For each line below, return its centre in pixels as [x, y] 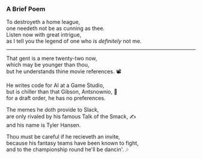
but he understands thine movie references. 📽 [64, 71]
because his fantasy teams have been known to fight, [72, 143]
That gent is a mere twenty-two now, [52, 58]
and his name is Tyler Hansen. [44, 125]
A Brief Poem [26, 9]
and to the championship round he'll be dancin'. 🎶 [68, 149]
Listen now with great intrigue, [44, 35]
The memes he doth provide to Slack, [53, 110]
